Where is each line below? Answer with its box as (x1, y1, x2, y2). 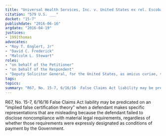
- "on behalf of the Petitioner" (5, 62, 74, 67)
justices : (5, 30, 26, 35)
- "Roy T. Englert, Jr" (5, 44, 54, 49)
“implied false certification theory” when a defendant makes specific (5, 104, 145, 110)
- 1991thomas (5, 35, 32, 40)
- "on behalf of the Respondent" (5, 67, 74, 72)
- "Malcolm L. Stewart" (5, 53, 54, 58)
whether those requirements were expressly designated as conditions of (5, 120, 153, 126)
